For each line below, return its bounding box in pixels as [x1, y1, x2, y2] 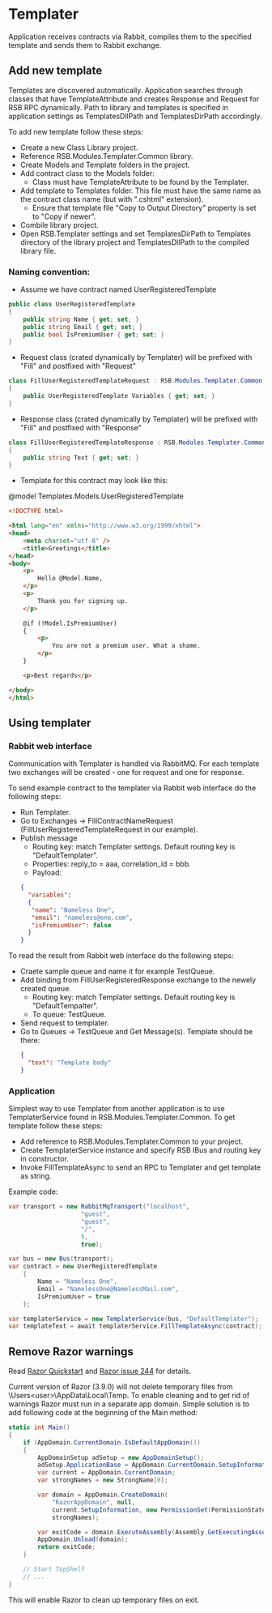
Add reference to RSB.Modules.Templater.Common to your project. [19, 1136, 244, 1147]
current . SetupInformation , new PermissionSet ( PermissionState [51, 1505, 266, 1514]
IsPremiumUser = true [37, 1292, 111, 1301]
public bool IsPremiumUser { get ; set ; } [23, 330, 164, 339]
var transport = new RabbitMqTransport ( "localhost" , [8, 1203, 190, 1211]
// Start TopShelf [23, 1565, 85, 1573]
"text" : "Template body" [28, 1059, 112, 1067]
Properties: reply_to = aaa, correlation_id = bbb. [32, 859, 192, 869]
